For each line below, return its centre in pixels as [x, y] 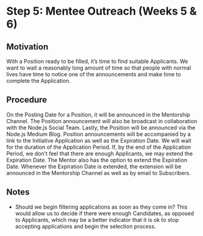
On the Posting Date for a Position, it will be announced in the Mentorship [98, 115]
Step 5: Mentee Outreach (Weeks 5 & [101, 11]
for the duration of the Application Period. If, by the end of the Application [99, 147]
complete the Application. [39, 81]
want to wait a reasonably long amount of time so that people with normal [99, 68]
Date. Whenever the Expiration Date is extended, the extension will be [94, 166]
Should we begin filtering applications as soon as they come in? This [101, 207]
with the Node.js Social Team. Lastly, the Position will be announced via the [101, 127]
